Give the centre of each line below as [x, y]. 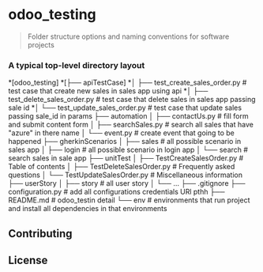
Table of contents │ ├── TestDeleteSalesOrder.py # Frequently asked [122, 167]
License [28, 261]
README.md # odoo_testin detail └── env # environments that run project [129, 200]
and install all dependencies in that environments [88, 209]
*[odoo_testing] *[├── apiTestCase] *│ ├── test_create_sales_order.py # [128, 83]
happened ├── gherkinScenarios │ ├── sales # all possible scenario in [125, 142]
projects [41, 44]
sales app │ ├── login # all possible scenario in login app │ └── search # [128, 150]
